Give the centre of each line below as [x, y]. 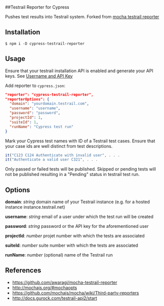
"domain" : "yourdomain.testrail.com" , [49, 104]
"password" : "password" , [35, 113]
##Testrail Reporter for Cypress [37, 7]
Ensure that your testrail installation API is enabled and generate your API [79, 71]
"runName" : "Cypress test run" [42, 127]
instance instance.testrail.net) [35, 207]
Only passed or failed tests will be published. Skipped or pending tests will [81, 169]
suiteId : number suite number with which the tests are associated [72, 245]
